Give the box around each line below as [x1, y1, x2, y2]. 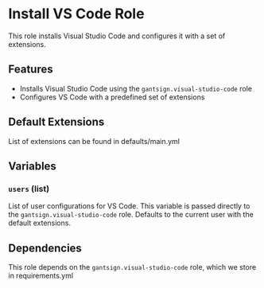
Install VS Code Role [8, 5, 145, 23]
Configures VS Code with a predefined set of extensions [19, 92, 205, 102]
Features [8, 63, 53, 76]
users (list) [8, 183, 50, 194]
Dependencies [8, 241, 82, 255]
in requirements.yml [8, 271, 74, 281]
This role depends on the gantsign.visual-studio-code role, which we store [8, 263, 257, 272]
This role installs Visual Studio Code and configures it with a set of [8, 31, 226, 41]
